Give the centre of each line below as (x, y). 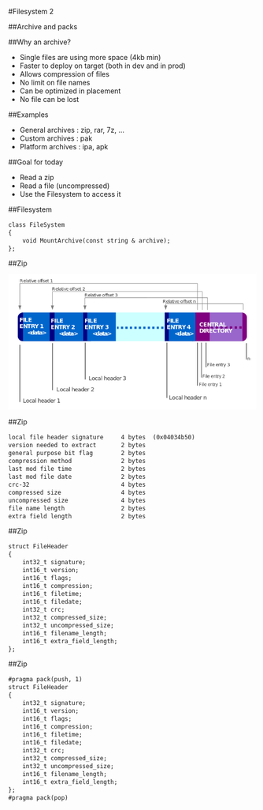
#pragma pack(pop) (38, 798)
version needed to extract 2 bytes (77, 446)
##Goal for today (36, 162)
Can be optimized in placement (70, 91)
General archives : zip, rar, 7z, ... (72, 130)
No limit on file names (55, 83)
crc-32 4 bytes (77, 485)
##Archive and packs (43, 26)
